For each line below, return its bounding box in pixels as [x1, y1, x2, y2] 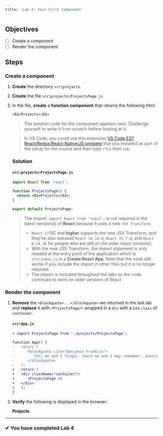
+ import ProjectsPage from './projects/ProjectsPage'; [12, 331, 128, 336]
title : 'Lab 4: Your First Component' [5, 7, 83, 12]
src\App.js [12, 321, 34, 326]
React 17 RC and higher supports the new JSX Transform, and [31, 230, 157, 236]
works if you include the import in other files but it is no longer [31, 261, 156, 267]
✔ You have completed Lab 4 [5, 425, 74, 432]
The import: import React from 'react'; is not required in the [24, 215, 148, 221]
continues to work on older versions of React [31, 276, 121, 283]
